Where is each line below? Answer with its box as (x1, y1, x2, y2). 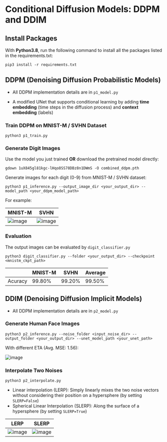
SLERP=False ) (12, 397, 39, 403)
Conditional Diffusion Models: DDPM (5, 3, 160, 15)
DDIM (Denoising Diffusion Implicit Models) (5, 294, 142, 303)
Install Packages (5, 34, 57, 42)
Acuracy (7, 277, 27, 284)
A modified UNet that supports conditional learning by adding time (12, 98, 150, 104)
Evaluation (5, 232, 31, 239)
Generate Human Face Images (5, 320, 80, 327)
